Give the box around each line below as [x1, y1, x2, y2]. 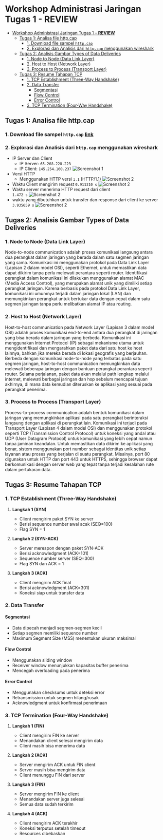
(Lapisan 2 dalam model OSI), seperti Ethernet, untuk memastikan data [5, 265, 147, 271]
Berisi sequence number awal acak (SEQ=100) [19, 521, 113, 527]
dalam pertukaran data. [5, 466, 52, 472]
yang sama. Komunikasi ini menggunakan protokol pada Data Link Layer [5, 260, 149, 266]
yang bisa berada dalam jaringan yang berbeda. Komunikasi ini [5, 335, 131, 341]
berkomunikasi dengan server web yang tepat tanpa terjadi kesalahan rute [5, 461, 154, 467]
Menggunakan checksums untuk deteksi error [12, 689, 105, 695]
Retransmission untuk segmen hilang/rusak [12, 695, 99, 701]
